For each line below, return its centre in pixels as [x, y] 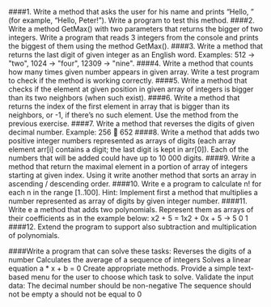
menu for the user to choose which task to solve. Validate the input [142, 277]
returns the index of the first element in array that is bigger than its [119, 106]
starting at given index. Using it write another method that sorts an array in [132, 175]
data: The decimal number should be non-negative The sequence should [130, 286]
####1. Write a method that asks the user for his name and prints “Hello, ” [131, 12]
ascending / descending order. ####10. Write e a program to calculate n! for [135, 184]
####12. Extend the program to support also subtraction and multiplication [133, 227]
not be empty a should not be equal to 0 [75, 294]
